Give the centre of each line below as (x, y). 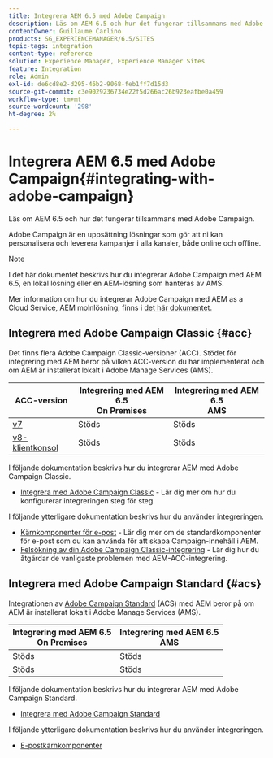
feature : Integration (45, 69)
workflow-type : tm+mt (45, 99)
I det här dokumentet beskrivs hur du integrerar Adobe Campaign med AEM (135, 274)
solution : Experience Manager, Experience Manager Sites (107, 62)
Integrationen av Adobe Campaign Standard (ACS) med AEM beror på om (131, 603)
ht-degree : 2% (32, 115)
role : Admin (28, 76)
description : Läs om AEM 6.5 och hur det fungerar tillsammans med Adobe (136, 24)
